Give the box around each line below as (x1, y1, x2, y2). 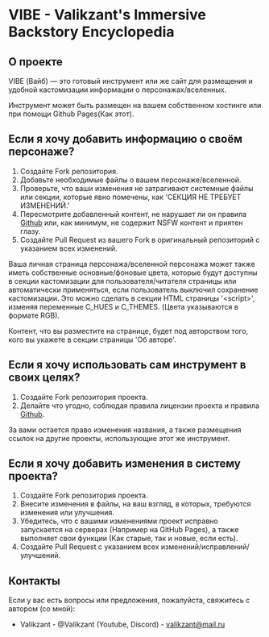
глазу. (19, 226, 41, 235)
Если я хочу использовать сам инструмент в (8, 358, 246, 372)
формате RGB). (8, 310, 60, 320)
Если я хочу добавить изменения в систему (8, 457, 242, 471)
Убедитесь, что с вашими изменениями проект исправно (19, 516, 219, 526)
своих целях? (8, 371, 81, 385)
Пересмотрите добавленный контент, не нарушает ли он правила (19, 209, 247, 219)
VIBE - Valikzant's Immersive (8, 6, 207, 24)
